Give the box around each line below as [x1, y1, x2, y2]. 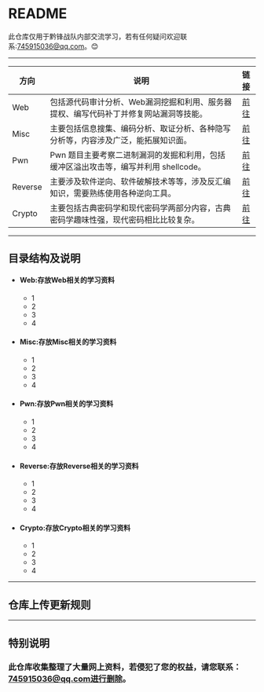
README [8, 5, 68, 23]
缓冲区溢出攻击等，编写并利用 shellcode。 [49, 161, 207, 172]
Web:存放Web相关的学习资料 [19, 275, 115, 284]
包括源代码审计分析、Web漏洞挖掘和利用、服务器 [49, 96, 232, 107]
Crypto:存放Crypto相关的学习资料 [19, 523, 131, 533]
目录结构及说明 [8, 252, 81, 265]
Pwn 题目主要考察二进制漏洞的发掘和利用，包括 [49, 149, 225, 160]
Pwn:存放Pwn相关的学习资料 [19, 399, 114, 408]
